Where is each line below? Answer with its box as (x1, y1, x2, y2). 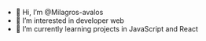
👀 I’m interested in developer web (15, 16, 124, 25)
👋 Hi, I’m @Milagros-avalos (15, 8, 104, 17)
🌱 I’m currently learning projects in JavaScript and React (15, 24, 199, 33)
